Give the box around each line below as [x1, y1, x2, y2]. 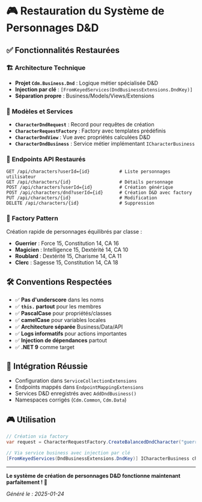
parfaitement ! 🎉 [6, 479, 48, 486]
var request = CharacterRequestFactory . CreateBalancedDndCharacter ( [6, 439, 182, 445]
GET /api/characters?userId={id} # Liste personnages [6, 169, 171, 175]
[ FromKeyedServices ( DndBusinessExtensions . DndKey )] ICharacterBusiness [6, 455, 189, 462]
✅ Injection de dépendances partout [14, 336, 107, 344]
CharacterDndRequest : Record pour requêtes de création [14, 121, 155, 128]
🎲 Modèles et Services [6, 107, 73, 116]
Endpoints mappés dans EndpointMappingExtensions [14, 383, 144, 391]
